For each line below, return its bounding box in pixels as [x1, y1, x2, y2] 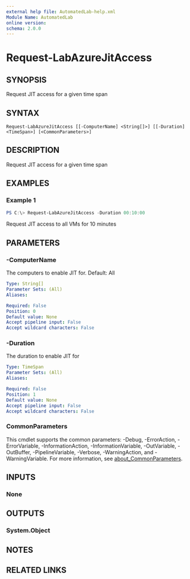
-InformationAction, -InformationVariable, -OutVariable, [41, 442, 177, 449]
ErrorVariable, [6, 442, 41, 449]
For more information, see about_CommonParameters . [49, 455, 183, 462]
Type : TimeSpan [6, 364, 44, 370]
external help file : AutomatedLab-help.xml [6, 8, 116, 15]
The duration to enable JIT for [6, 353, 80, 360]
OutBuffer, [6, 448, 32, 455]
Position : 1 [6, 392, 36, 398]
